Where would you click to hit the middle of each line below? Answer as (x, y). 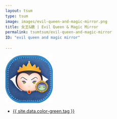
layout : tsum (19, 11)
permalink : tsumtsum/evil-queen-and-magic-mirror (59, 32)
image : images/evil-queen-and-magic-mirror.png (56, 21)
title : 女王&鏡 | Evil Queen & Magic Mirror (52, 27)
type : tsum (17, 16)
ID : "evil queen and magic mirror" (43, 38)
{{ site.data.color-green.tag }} (44, 111)
